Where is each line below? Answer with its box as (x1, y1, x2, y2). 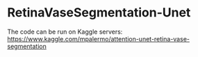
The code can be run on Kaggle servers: (7, 27, 123, 36)
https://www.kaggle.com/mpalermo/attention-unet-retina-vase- (7, 34, 190, 43)
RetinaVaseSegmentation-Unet (7, 5, 191, 21)
